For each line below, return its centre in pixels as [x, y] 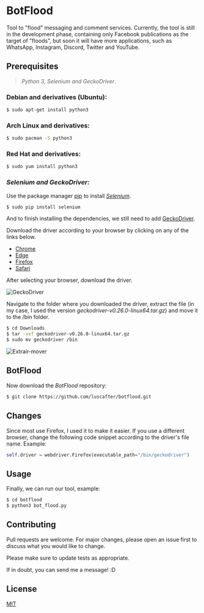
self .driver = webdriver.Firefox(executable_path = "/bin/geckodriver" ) [98, 455]
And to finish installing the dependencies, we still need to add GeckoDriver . [101, 219]
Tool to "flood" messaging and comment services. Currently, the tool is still [101, 28]
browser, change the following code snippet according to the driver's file [98, 437]
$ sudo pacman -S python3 [39, 139]
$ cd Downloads [26, 329]
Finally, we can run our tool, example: [53, 489]
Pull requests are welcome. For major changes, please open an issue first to [102, 539]
